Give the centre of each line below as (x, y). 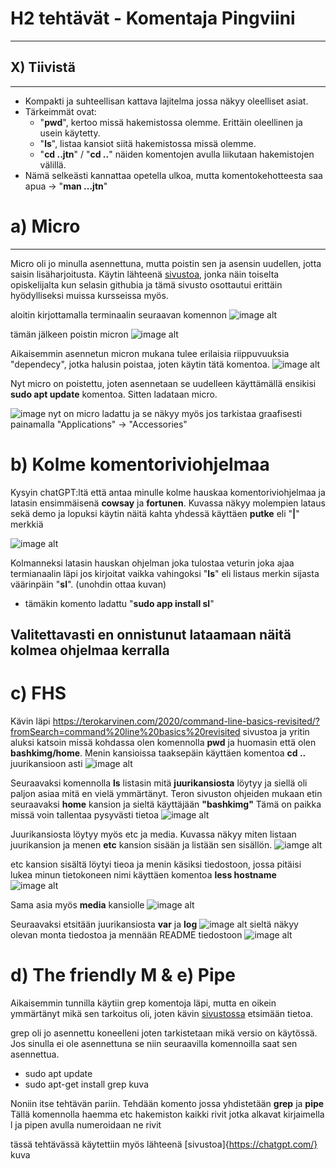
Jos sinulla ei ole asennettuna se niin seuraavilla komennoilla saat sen (154, 1043)
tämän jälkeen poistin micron (69, 334)
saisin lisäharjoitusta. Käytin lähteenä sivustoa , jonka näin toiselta (145, 274)
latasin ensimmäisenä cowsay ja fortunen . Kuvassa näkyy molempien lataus (168, 503)
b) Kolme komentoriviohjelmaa (140, 464)
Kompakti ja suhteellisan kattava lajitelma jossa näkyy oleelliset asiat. (166, 101)
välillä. (53, 164)
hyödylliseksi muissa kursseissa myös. (89, 295)
